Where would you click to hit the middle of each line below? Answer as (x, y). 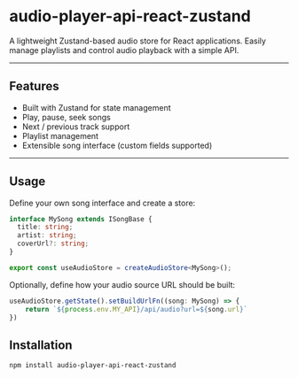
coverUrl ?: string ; (53, 244)
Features (34, 86)
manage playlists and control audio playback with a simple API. (124, 50)
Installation (41, 345)
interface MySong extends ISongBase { (81, 219)
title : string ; (45, 228)
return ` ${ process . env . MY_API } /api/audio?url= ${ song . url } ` (137, 309)
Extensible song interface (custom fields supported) (117, 145)
